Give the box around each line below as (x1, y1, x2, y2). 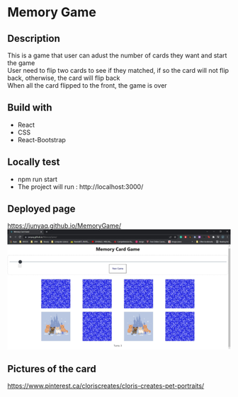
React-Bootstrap (17, 135, 66, 144)
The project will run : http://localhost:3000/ (17, 182, 144, 191)
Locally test (7, 156, 60, 168)
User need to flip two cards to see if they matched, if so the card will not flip (7, 67, 229, 74)
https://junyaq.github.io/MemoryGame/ (7, 221, 122, 230)
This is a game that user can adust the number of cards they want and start (7, 51, 227, 59)
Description (7, 33, 60, 45)
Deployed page (7, 203, 76, 215)
